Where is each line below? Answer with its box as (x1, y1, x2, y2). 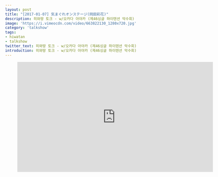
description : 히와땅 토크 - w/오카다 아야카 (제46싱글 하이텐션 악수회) (5, 16, 135, 21)
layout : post (5, 7, 32, 12)
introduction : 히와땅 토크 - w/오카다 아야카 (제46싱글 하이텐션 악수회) (5, 48, 137, 53)
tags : (5, 30, 16, 35)
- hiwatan (5, 35, 25, 40)
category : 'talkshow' (5, 25, 49, 30)
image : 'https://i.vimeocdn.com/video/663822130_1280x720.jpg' (5, 21, 137, 26)
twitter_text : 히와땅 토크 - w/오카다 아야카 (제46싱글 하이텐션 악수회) (5, 44, 137, 48)
